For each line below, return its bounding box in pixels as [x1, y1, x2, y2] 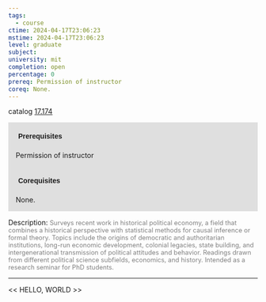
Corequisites [18, 176, 61, 186]
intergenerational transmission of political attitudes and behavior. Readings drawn [8, 248, 252, 257]
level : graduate [8, 41, 62, 49]
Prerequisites [18, 132, 63, 141]
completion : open [8, 63, 66, 71]
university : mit [8, 56, 62, 64]
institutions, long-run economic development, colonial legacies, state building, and [8, 241, 255, 250]
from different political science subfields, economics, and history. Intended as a [8, 256, 245, 265]
